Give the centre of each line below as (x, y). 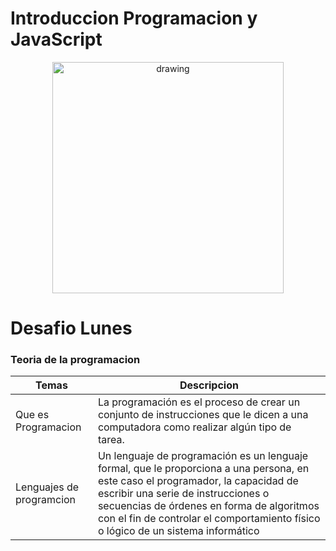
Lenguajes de (47, 487)
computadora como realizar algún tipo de (194, 427)
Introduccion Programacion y (134, 18)
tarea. (111, 440)
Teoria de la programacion (75, 360)
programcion (46, 500)
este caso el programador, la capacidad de (198, 481)
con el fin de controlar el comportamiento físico (209, 519)
